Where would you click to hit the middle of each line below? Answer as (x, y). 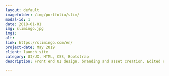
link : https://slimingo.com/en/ (39, 43)
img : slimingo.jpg (24, 29)
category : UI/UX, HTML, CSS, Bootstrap (47, 57)
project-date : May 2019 (30, 47)
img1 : (11, 33)
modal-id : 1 (18, 19)
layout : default (22, 10)
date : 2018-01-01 (23, 24)
